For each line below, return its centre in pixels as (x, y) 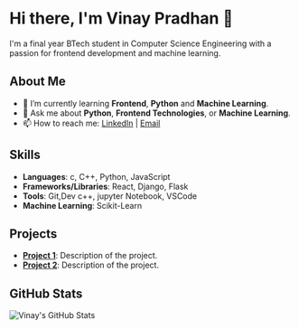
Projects (33, 234)
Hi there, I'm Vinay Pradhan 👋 (121, 19)
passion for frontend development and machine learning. (115, 52)
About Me (37, 82)
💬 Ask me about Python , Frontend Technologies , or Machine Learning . (156, 113)
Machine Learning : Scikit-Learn (82, 205)
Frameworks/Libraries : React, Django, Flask (105, 186)
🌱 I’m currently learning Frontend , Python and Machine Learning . (145, 103)
